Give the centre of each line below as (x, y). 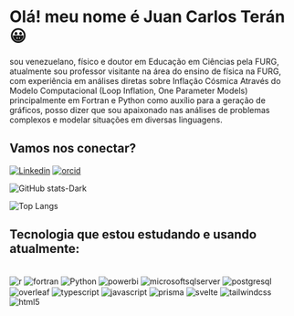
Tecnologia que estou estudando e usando (133, 235)
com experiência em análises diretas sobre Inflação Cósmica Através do (145, 80)
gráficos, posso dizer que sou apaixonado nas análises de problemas (140, 110)
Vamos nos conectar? (73, 148)
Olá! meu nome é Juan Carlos (123, 17)
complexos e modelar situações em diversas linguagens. (116, 120)
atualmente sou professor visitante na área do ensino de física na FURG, (145, 71)
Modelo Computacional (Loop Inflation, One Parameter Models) (129, 90)
